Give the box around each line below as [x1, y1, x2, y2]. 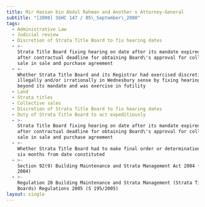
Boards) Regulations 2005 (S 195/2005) [17, 186, 119, 192]
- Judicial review [12, 32, 59, 38]
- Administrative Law [12, 26, 67, 32]
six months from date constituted [17, 151, 105, 157]
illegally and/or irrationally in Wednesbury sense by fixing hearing [17, 77, 201, 83]
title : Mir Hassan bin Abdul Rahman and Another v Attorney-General [6, 9, 184, 15]
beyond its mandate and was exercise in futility [17, 83, 146, 89]
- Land [12, 89, 29, 95]
